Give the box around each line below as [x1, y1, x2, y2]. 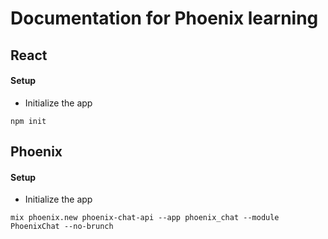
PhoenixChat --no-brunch [10, 222, 114, 232]
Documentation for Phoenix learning [10, 7, 319, 30]
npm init [10, 116, 47, 126]
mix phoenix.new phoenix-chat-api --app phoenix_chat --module [10, 213, 280, 223]
